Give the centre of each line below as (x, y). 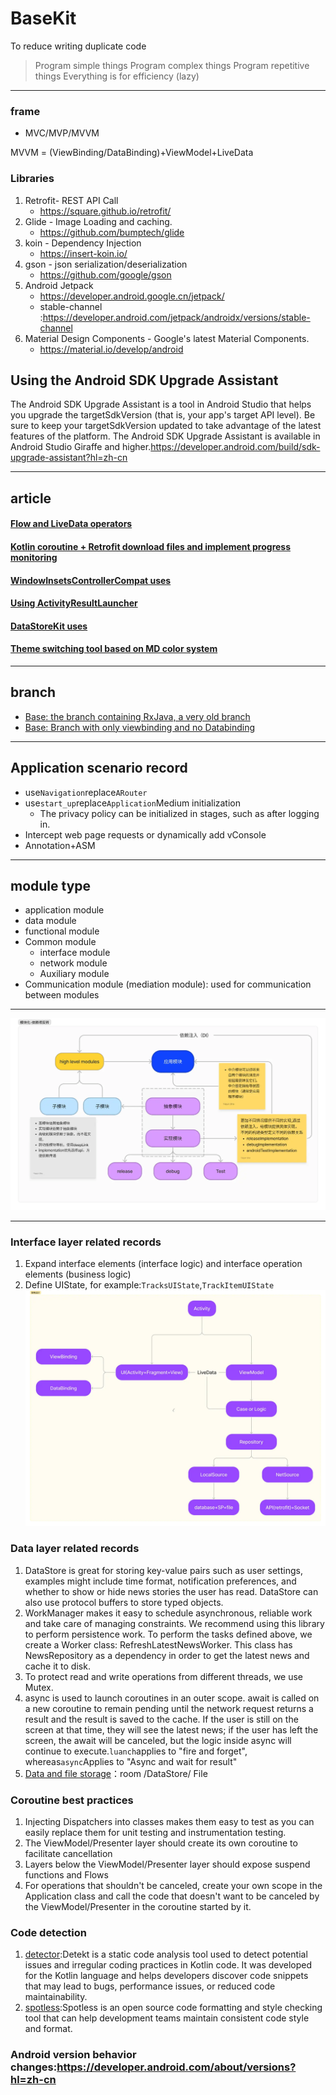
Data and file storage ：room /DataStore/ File (116, 1773)
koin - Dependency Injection (83, 243)
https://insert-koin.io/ (83, 253)
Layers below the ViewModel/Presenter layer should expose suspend (167, 1864)
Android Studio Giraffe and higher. (81, 447)
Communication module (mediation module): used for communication (168, 984)
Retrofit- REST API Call (71, 200)
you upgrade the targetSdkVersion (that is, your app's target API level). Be (163, 415)
